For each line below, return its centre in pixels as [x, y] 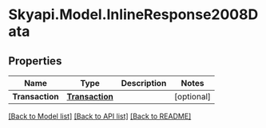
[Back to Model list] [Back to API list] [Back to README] [100, 116]
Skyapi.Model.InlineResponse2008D [133, 15]
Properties [35, 61]
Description [144, 83]
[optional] [193, 97]
